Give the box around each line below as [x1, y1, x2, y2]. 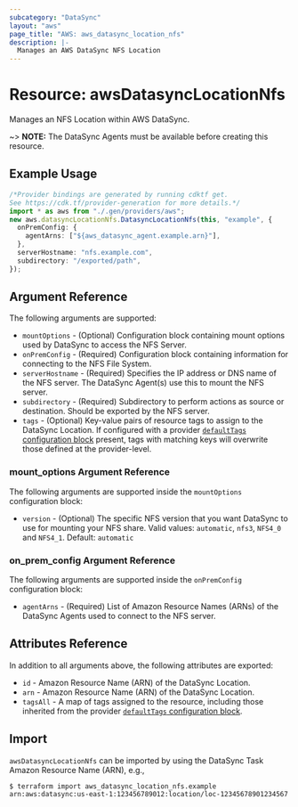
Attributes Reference [9, 636, 128, 651]
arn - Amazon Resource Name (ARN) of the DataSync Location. [21, 687, 255, 697]
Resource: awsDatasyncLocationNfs [9, 85, 286, 105]
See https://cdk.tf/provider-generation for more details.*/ [9, 198, 241, 208]
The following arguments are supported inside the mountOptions [9, 486, 243, 497]
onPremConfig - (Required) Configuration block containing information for [21, 349, 289, 360]
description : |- [9, 37, 69, 47]
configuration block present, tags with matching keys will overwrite [21, 434, 269, 445]
